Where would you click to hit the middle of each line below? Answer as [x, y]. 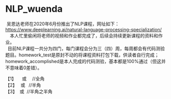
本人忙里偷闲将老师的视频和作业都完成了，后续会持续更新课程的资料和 [84, 35]
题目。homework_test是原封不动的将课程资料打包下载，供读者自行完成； [82, 55]
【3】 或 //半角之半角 [29, 91]
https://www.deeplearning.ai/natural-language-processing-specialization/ [83, 29]
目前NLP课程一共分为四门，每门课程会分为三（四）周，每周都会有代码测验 [86, 48]
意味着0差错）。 [26, 68]
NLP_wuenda [34, 9]
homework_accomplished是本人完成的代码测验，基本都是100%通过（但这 [83, 61]
